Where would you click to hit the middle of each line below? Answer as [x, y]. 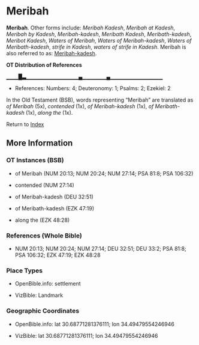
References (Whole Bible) [44, 236]
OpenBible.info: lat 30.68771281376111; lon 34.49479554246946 [95, 324]
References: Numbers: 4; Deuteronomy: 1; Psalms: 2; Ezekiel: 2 [93, 88]
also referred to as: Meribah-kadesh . [52, 53]
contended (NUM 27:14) [45, 185]
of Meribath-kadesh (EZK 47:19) [55, 208]
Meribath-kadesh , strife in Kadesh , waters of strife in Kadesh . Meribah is [96, 47]
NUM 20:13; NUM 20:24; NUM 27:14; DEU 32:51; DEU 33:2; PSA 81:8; [101, 248]
